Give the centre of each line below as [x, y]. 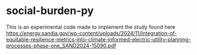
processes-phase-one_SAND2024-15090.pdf [61, 46]
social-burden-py [50, 11]
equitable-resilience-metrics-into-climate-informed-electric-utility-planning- [98, 39]
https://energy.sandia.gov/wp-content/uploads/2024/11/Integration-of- [91, 33]
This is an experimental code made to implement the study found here [91, 27]
